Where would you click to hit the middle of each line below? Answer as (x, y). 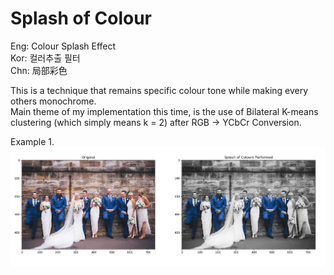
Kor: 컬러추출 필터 (45, 58)
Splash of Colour (81, 18)
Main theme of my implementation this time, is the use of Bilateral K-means (164, 111)
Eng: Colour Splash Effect (63, 46)
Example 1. (32, 141)
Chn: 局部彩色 (39, 70)
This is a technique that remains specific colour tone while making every (159, 90)
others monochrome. (53, 101)
